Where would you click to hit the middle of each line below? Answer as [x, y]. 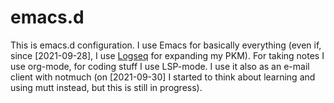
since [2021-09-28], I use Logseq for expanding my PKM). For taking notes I [167, 55]
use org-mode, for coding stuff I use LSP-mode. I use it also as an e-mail [160, 66]
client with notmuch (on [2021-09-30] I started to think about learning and [163, 77]
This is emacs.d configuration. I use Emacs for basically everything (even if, [166, 45]
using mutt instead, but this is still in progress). [106, 87]
